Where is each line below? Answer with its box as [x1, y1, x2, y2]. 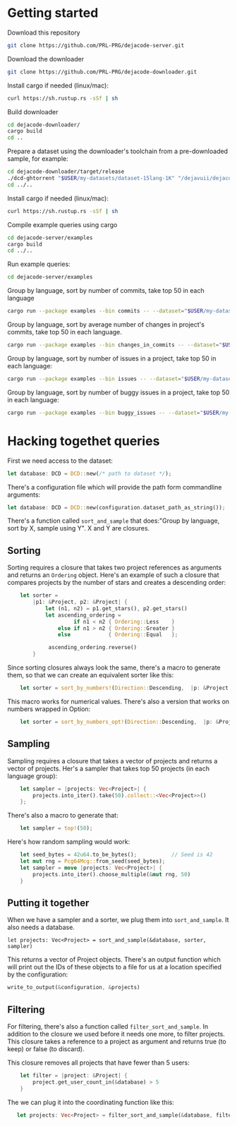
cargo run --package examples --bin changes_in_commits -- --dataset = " [7, 341, 222, 349]
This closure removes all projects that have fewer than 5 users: [7, 1058, 190, 1067]
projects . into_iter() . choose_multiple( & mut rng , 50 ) [32, 871, 191, 878]
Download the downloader [7, 54, 85, 63]
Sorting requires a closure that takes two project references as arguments [7, 563, 222, 572]
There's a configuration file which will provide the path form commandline [7, 483, 222, 491]
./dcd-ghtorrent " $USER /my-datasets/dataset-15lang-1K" [7, 175, 175, 182]
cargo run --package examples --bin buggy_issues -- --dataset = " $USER [7, 409, 219, 416]
